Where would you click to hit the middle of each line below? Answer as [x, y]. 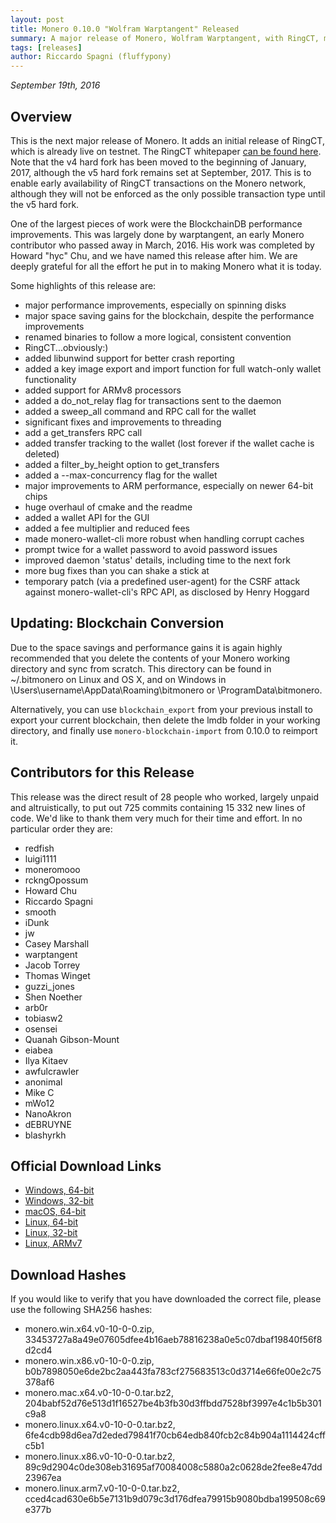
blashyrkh [45, 1135]
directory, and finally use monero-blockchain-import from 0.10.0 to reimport [164, 730]
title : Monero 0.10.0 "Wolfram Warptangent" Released [125, 29]
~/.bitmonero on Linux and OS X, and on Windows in [118, 679]
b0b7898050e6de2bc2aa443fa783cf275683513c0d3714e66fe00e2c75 [173, 1372]
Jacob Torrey [52, 965]
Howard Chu [50, 890]
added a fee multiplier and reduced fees [107, 528]
